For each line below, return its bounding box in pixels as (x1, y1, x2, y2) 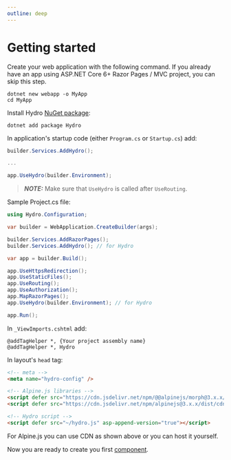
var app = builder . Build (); (7, 255, 88, 262)
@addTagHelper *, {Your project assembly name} (7, 337, 146, 344)
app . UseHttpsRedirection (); (7, 267, 88, 274)
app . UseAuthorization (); (7, 286, 78, 293)
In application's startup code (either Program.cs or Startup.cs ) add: (7, 134, 197, 142)
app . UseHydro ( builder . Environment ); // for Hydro (7, 299, 153, 306)
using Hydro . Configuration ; (7, 211, 88, 218)
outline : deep (7, 10, 48, 17)
